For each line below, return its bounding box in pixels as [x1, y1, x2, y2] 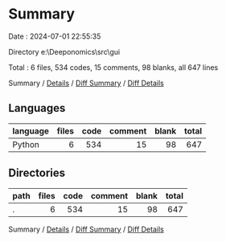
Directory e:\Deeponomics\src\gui [8, 47, 121, 56]
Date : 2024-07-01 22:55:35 [8, 31, 101, 41]
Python [12, 138, 40, 150]
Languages [8, 101, 66, 115]
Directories [8, 166, 66, 180]
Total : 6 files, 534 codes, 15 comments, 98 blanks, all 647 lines [8, 62, 219, 72]
